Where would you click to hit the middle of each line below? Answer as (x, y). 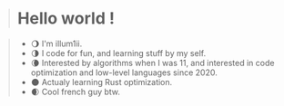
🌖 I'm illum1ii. (56, 43)
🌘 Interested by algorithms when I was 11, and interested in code (152, 63)
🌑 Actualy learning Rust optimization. (101, 82)
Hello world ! (66, 19)
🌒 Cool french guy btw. (75, 92)
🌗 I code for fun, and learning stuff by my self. (118, 53)
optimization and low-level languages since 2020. (124, 72)
